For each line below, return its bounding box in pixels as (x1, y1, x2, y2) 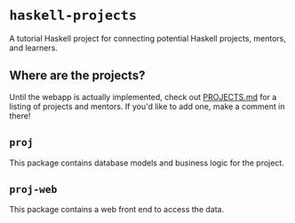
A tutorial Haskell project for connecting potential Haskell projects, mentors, (9, 33, 286, 43)
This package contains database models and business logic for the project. (9, 158, 284, 168)
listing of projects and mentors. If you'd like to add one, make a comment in (9, 101, 285, 111)
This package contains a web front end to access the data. (9, 204, 225, 215)
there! (9, 110, 31, 121)
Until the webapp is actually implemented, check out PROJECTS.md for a (9, 91, 277, 102)
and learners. (9, 42, 58, 53)
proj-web (9, 182, 58, 196)
